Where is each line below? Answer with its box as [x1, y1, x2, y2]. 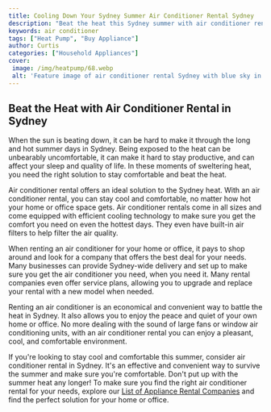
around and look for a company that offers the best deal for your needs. [8, 252, 247, 262]
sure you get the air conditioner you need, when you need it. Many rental [8, 269, 250, 279]
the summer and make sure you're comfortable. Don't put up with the [8, 369, 239, 379]
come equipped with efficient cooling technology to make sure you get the [8, 211, 256, 221]
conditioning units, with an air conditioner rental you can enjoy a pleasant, [8, 328, 254, 338]
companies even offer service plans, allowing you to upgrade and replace [8, 278, 252, 288]
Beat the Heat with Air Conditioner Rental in [8, 102, 231, 115]
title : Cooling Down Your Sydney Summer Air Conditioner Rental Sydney [8, 11, 254, 20]
